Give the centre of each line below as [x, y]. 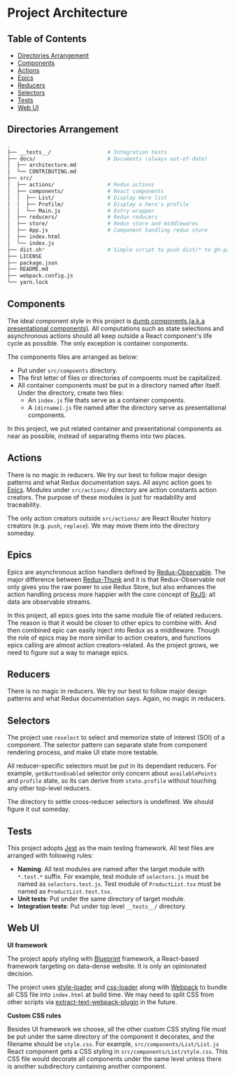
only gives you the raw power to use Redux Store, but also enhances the [112, 586]
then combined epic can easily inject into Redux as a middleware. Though [114, 630]
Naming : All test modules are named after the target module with [111, 868]
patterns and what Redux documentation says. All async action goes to [109, 482]
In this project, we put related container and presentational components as [115, 428]
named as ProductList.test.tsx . [65, 891]
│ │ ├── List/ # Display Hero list [87, 197]
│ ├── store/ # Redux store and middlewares [103, 224]
